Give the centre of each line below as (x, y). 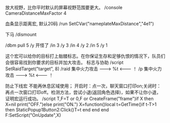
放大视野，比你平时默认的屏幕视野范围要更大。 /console (64, 7)
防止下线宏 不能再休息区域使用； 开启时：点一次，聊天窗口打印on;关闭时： (83, 86)
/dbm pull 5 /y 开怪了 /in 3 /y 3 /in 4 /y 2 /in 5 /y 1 (57, 45)
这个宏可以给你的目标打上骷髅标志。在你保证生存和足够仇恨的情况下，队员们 (85, 56)
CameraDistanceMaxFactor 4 (36, 13)
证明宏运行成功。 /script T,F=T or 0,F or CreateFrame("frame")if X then (79, 99)
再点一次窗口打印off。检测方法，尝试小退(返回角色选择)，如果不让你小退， (83, 92)
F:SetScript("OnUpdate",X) (33, 115)
